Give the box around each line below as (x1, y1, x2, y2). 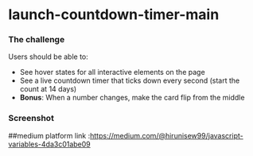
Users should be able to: (8, 52, 89, 61)
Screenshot (8, 113, 54, 124)
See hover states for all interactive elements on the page (19, 68, 205, 77)
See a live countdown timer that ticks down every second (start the (19, 76, 240, 85)
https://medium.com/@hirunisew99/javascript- (90, 131, 244, 140)
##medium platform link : (8, 131, 91, 140)
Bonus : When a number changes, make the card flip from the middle (19, 93, 245, 103)
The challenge (8, 34, 65, 45)
